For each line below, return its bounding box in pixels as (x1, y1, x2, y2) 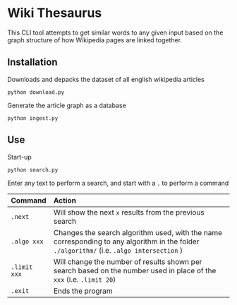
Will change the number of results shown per (53, 256, 202, 266)
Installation (7, 56, 58, 68)
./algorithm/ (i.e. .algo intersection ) (53, 245, 183, 255)
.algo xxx (11, 237, 44, 245)
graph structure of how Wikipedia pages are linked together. (7, 35, 182, 44)
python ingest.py (7, 114, 59, 121)
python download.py (7, 88, 65, 96)
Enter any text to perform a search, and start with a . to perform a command (7, 179, 229, 187)
